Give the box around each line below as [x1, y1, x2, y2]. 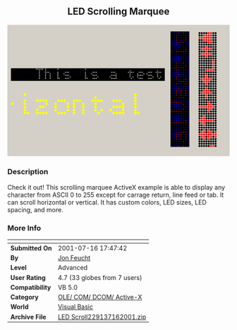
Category [10, 293, 39, 302]
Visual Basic [57, 302, 94, 311]
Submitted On [10, 243, 52, 252]
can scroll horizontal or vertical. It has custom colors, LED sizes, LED [7, 197, 207, 207]
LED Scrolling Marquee [67, 6, 170, 18]
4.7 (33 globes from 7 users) [57, 273, 142, 281]
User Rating [10, 273, 46, 281]
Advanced [57, 264, 88, 272]
